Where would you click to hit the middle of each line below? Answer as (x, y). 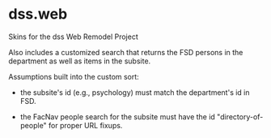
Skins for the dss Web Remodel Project (74, 37)
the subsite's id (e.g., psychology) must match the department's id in (135, 92)
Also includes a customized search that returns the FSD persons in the (126, 52)
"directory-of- (240, 116)
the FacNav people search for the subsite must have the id (118, 116)
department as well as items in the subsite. (80, 61)
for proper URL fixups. (85, 125)
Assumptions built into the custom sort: (74, 76)
